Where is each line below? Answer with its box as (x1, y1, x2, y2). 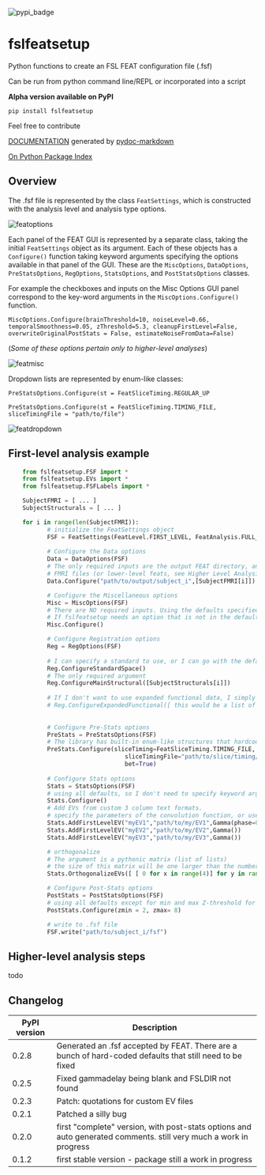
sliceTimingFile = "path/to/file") (8, 410, 125, 418)
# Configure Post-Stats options (47, 884, 154, 893)
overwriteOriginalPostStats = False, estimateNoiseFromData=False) (8, 329, 235, 338)
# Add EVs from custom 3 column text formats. (47, 804, 203, 812)
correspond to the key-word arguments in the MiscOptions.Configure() (8, 292, 239, 301)
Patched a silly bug (56, 1109, 128, 1120)
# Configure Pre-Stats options (47, 724, 150, 731)
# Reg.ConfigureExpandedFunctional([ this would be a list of (47, 701, 256, 709)
